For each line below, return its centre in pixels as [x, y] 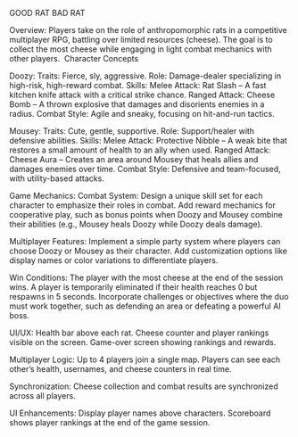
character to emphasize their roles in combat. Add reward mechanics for [143, 205]
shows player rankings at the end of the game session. [110, 422]
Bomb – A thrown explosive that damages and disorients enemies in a [137, 104]
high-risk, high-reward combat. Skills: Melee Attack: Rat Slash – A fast [138, 85]
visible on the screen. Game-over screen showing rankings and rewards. [143, 342]
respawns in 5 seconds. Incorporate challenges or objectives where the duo [149, 297]
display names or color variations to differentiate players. [114, 260]
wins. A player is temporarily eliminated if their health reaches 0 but [133, 287]
